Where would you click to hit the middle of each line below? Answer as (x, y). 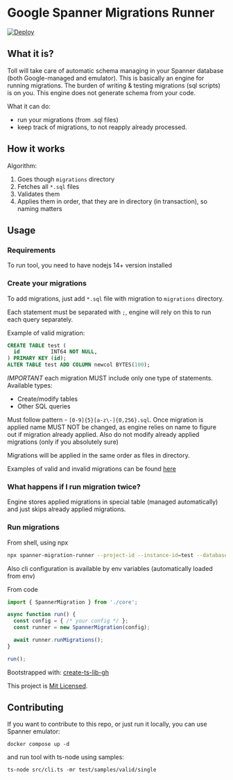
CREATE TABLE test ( (37, 345)
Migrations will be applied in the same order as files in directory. (98, 456)
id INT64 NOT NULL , (55, 352)
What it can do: (29, 106)
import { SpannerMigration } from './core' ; (72, 602)
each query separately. (40, 319)
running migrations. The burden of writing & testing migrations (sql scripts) (114, 85)
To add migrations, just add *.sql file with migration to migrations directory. (115, 298)
